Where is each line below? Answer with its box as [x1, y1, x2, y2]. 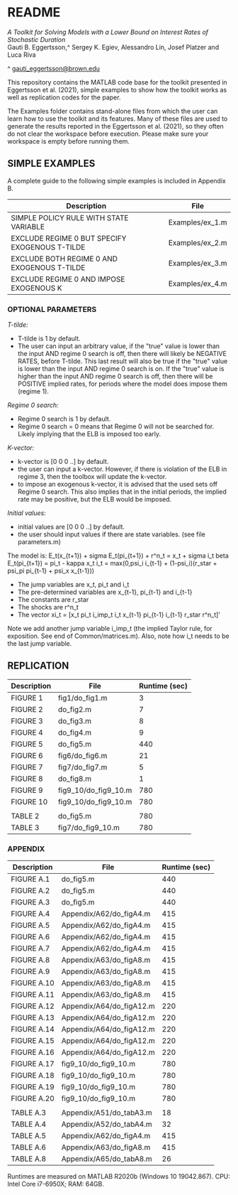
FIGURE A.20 [11, 1093, 55, 1103]
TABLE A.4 [11, 1120, 47, 1130]
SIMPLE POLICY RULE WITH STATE [11, 212, 129, 222]
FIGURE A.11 [11, 990, 55, 1000]
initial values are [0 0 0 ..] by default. [17, 523, 125, 531]
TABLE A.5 [11, 1131, 47, 1141]
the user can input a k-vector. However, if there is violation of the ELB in [17, 465, 227, 473]
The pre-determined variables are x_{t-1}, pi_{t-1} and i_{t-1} [17, 588, 193, 597]
